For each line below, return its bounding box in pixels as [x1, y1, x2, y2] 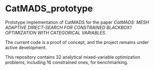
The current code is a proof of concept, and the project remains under [5, 39, 149, 45]
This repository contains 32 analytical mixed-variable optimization [5, 54, 141, 60]
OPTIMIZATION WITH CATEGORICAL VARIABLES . [5, 30, 107, 35]
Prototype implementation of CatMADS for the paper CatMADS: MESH [5, 19, 149, 25]
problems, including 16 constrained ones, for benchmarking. [5, 59, 128, 65]
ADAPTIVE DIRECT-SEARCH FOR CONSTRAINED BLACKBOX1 [5, 24, 132, 30]
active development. [5, 44, 47, 50]
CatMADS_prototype [5, 3, 93, 14]
